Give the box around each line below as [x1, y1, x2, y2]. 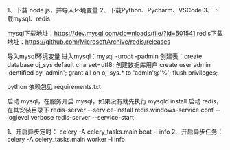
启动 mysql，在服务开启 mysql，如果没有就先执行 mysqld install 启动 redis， [7, 97, 222, 105]
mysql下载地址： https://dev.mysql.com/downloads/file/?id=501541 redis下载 [7, 29, 223, 37]
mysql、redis [12, 14, 50, 23]
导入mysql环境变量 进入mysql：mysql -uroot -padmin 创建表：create [7, 52, 203, 60]
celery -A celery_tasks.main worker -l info [7, 136, 126, 143]
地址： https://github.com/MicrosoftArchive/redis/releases [7, 38, 170, 46]
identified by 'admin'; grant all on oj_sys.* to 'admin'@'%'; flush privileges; [7, 68, 218, 77]
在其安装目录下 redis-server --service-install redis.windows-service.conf [7, 105, 214, 114]
